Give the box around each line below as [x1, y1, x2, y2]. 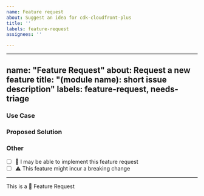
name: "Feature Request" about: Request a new [6, 65, 191, 75]
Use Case [6, 112, 35, 120]
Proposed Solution [6, 128, 63, 137]
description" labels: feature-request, [6, 84, 149, 94]
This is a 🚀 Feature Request [6, 183, 75, 190]
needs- [151, 84, 178, 94]
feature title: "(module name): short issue [6, 74, 167, 85]
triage [6, 93, 29, 104]
